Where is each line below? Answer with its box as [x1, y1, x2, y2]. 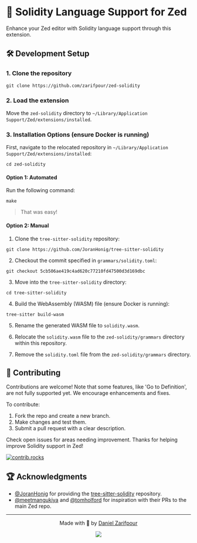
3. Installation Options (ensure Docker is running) [6, 130, 150, 139]
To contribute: [6, 401, 40, 408]
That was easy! [20, 209, 57, 216]
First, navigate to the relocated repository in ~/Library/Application [6, 144, 168, 151]
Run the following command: [6, 187, 75, 194]
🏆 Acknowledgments [6, 471, 87, 481]
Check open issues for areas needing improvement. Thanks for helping [6, 436, 178, 443]
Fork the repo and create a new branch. [14, 413, 111, 420]
